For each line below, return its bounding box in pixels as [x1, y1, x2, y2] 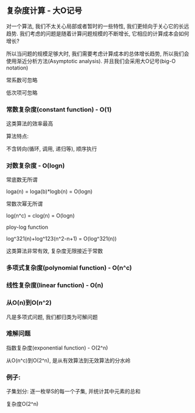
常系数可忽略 [6, 76, 37, 83]
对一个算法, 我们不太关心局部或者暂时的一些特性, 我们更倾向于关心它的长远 [6, 23, 189, 30]
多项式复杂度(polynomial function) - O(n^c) [6, 264, 133, 272]
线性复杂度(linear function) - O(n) [6, 281, 104, 289]
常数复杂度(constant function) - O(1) [6, 105, 112, 114]
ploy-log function [6, 223, 49, 231]
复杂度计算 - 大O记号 [6, 5, 82, 16]
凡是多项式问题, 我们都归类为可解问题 [6, 313, 98, 320]
